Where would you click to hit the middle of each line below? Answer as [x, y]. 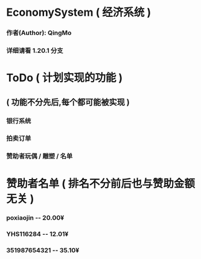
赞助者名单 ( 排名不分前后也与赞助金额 [101, 184]
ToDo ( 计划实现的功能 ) [65, 78]
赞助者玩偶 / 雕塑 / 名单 [40, 156]
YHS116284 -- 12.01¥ [37, 234]
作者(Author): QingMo [39, 33]
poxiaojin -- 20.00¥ [35, 218]
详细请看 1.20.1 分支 [35, 51]
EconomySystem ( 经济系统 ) [79, 12]
